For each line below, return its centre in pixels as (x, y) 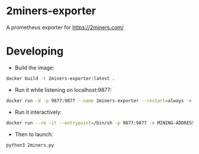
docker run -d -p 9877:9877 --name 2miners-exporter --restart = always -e (99, 101)
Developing (35, 51)
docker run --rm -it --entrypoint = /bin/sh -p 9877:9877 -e (81, 123)
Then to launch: (34, 134)
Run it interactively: (38, 112)
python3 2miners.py (30, 145)
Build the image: (34, 68)
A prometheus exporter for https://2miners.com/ (65, 27)
